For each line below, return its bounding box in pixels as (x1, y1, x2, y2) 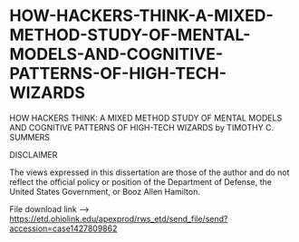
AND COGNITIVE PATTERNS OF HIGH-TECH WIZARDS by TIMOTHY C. (9, 121, 275, 132)
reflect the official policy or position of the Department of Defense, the (9, 176, 272, 187)
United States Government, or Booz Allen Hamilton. (9, 186, 201, 197)
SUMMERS (9, 131, 51, 142)
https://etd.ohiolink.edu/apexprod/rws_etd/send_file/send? (9, 213, 228, 224)
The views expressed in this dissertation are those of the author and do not (9, 167, 290, 178)
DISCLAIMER (9, 149, 58, 160)
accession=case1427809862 (9, 223, 118, 234)
